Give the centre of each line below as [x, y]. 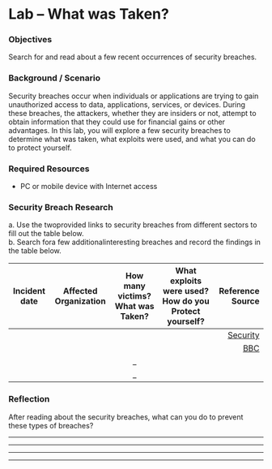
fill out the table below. [46, 234]
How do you [186, 301]
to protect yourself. [40, 148]
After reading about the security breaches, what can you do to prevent [126, 417]
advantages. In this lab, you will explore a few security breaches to [119, 130]
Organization [81, 301]
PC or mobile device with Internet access [89, 187]
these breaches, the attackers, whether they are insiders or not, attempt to [132, 113]
